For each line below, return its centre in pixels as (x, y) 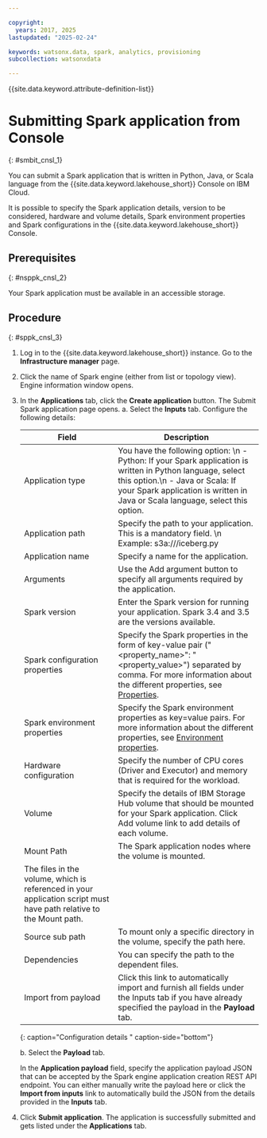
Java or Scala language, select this (183, 500)
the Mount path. (53, 919)
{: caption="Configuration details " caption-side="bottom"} (116, 1037)
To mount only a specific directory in (186, 932)
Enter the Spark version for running (184, 602)
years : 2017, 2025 (46, 30)
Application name (56, 556)
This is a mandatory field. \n (170, 533)
